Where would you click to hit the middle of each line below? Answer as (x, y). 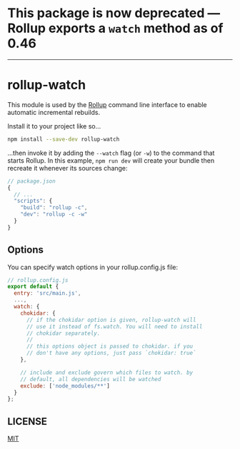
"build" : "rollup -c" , (54, 208)
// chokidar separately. (63, 333)
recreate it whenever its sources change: (67, 168)
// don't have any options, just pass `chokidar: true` (111, 353)
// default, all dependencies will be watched (91, 379)
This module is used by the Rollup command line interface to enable (107, 104)
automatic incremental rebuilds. (54, 112)
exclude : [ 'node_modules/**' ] (65, 386)
